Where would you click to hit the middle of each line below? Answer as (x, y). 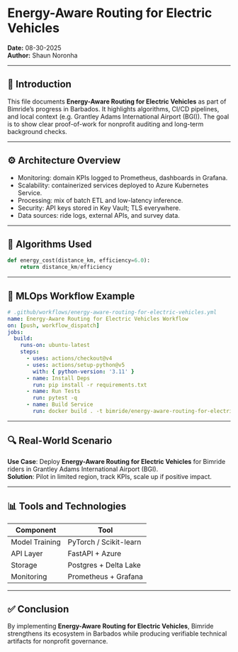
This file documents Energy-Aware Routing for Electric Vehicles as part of (117, 101)
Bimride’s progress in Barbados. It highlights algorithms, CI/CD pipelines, (113, 109)
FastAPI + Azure (95, 553)
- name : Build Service (59, 405)
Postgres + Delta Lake (104, 565)
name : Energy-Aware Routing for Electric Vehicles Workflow (98, 319)
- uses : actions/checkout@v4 (69, 359)
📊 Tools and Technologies (67, 506)
